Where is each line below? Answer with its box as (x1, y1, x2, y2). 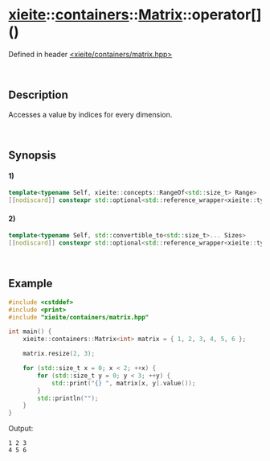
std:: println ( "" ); (37, 394, 99, 402)
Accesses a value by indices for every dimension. (8, 109, 173, 119)
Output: (8, 424, 34, 434)
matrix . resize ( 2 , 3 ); (22, 350, 95, 358)
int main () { (8, 327, 52, 335)
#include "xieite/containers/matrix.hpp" (8, 313, 149, 321)
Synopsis (8, 149, 56, 163)
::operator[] (182, 6, 262, 24)
